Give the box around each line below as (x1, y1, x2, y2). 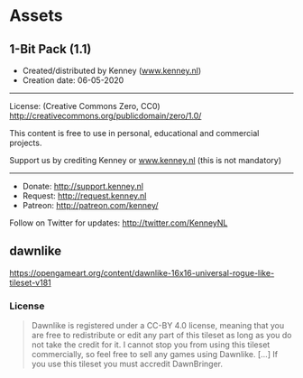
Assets (9, 5, 63, 26)
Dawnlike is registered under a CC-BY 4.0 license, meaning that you (31, 320, 285, 331)
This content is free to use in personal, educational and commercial (9, 128, 260, 138)
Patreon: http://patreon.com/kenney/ (22, 200, 159, 210)
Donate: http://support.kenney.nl (22, 181, 144, 191)
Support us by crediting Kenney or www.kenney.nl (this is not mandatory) (9, 155, 282, 165)
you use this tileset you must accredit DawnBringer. (31, 358, 224, 370)
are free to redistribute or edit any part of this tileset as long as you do (31, 330, 292, 341)
